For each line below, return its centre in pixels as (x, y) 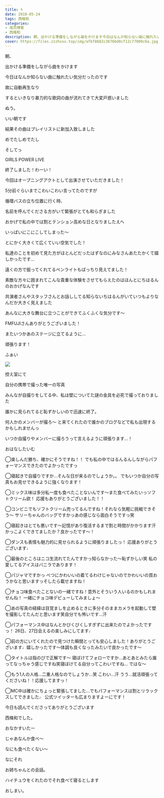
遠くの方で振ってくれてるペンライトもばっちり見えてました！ (67, 269)
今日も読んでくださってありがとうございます (50, 707)
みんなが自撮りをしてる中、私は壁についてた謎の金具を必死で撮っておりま (80, 395)
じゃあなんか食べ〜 (24, 738)
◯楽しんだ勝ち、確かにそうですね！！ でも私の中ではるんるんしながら (77, 459)
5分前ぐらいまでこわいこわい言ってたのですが (51, 190)
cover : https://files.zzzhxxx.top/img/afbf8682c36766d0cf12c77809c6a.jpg (82, 42)
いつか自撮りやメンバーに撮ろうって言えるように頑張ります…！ (69, 438)
